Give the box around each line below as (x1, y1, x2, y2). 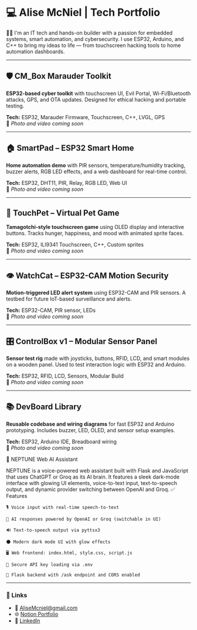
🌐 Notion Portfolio (14, 611, 59, 618)
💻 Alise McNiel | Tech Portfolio (6, 6, 161, 19)
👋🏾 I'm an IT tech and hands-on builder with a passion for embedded (6, 29, 173, 36)
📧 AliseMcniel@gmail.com (14, 604, 78, 612)
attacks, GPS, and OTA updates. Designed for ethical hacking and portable (6, 96, 186, 103)
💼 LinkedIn (14, 617, 40, 624)
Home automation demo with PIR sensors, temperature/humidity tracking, (6, 161, 186, 169)
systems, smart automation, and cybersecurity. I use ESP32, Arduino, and (6, 35, 184, 42)
